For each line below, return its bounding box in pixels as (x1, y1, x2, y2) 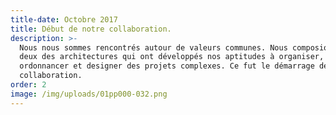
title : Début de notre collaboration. (10, 24, 172, 34)
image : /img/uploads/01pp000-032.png (10, 89, 168, 99)
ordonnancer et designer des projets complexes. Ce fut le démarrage (19, 61, 315, 71)
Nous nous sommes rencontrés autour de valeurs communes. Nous (19, 42, 288, 53)
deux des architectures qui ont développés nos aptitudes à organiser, (19, 52, 325, 62)
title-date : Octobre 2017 (10, 14, 118, 25)
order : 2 (10, 80, 47, 90)
